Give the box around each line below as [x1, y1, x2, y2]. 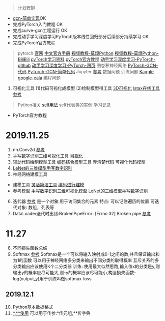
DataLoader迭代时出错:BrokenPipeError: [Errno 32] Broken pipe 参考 [12, 210, 151, 216]
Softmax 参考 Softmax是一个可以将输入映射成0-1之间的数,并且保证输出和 [12, 251, 160, 257]
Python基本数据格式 [12, 304, 54, 310]
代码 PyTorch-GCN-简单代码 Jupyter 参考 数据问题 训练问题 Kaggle [17, 69, 154, 74]
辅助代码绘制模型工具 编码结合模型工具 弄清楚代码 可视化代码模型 [12, 159, 146, 165]
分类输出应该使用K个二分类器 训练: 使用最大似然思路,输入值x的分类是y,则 [12, 263, 160, 269]
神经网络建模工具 [12, 171, 48, 177]
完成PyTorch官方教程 [12, 40, 55, 46]
